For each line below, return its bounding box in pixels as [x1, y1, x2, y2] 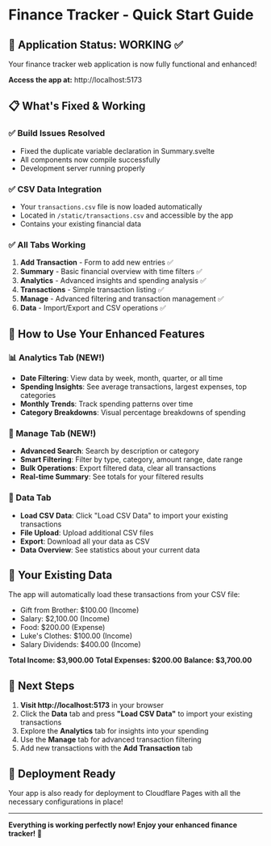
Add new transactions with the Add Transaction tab [19, 743, 194, 753]
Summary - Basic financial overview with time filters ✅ [19, 267, 203, 277]
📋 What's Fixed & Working [8, 99, 146, 113]
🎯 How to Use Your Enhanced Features [8, 327, 206, 341]
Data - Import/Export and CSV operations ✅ [19, 303, 167, 313]
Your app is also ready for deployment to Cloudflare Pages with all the [8, 789, 241, 797]
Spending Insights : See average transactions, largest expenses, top [19, 382, 248, 391]
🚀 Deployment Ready [8, 767, 116, 780]
